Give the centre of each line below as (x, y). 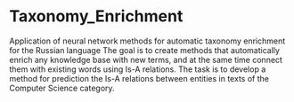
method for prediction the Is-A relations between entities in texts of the (139, 78)
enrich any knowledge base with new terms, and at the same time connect (146, 59)
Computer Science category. (62, 88)
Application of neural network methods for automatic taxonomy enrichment (147, 41)
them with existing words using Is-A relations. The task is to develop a (138, 69)
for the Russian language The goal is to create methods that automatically (145, 50)
